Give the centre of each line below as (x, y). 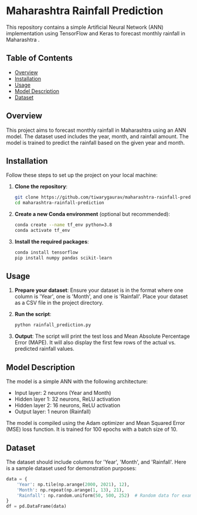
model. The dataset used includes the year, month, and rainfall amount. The (97, 136)
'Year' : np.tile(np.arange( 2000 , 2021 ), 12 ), (73, 484)
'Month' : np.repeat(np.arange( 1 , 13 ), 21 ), (71, 490)
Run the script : (33, 314)
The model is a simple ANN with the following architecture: (77, 381)
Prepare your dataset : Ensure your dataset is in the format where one (99, 290)
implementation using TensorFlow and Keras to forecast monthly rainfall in (96, 33)
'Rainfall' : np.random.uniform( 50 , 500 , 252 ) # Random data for (98, 496)
